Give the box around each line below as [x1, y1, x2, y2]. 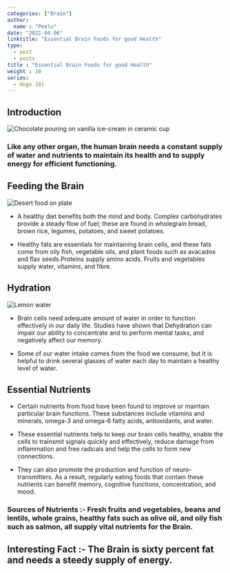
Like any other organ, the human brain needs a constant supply [7, 142, 223, 151]
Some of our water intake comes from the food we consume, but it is [17, 349, 212, 358]
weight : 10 [7, 68, 41, 75]
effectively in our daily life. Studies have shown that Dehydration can [17, 321, 212, 329]
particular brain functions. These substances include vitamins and [17, 409, 205, 418]
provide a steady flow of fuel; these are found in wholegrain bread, [17, 219, 207, 228]
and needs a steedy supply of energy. [7, 554, 173, 566]
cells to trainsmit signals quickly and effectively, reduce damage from [17, 438, 215, 446]
